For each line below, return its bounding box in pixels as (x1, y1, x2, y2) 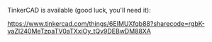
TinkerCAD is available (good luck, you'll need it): (7, 6, 151, 14)
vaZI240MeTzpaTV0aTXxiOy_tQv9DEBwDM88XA (7, 27, 151, 35)
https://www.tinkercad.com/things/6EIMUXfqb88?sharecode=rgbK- (7, 20, 206, 27)
